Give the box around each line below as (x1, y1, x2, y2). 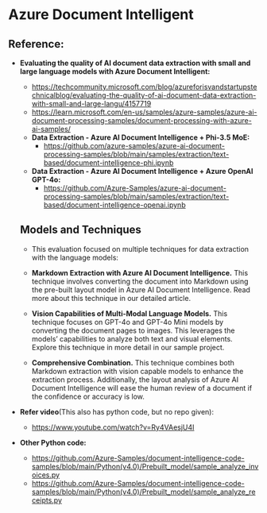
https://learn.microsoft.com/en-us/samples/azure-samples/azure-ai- (31, 107, 257, 117)
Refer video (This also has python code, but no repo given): (19, 407, 215, 416)
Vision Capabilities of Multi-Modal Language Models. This (31, 308, 228, 318)
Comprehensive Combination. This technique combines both (31, 357, 234, 367)
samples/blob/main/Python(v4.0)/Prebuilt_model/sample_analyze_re (31, 487, 256, 496)
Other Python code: (19, 438, 87, 447)
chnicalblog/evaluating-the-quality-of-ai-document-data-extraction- (31, 91, 257, 100)
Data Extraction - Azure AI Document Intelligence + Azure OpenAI (31, 167, 253, 175)
